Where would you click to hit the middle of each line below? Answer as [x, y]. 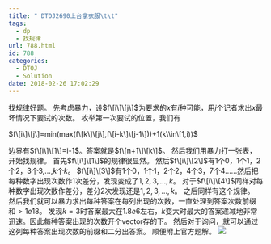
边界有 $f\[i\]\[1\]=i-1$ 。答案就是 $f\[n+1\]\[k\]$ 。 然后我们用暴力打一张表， [133, 150]
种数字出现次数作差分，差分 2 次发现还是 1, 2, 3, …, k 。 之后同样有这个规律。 [131, 191]
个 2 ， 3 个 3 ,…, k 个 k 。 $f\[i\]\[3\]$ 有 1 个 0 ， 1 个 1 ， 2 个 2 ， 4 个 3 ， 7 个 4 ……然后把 [133, 170]
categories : [28, 61]
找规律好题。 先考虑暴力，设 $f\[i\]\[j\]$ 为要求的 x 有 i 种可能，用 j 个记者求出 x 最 [135, 107]
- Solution [34, 76]
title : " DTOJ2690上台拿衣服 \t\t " [64, 16]
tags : [17, 23]
